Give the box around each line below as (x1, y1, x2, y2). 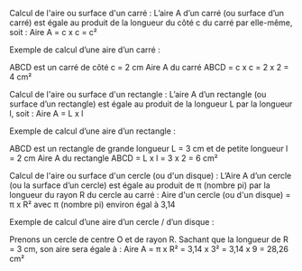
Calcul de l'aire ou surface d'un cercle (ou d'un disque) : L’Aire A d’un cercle (9, 171, 292, 181)
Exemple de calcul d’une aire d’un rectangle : (9, 126, 176, 136)
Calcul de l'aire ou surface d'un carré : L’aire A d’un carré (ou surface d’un (9, 8, 285, 18)
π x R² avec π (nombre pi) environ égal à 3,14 (9, 199, 176, 210)
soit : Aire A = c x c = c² (9, 27, 97, 37)
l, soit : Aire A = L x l (9, 108, 84, 118)
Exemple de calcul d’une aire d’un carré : (9, 44, 160, 55)
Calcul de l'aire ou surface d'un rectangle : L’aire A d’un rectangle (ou (9, 89, 267, 99)
